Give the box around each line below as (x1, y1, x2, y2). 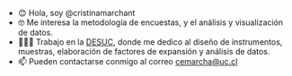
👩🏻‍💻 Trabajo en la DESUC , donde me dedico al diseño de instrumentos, (17, 37, 283, 47)
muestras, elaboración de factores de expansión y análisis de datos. (17, 46, 270, 56)
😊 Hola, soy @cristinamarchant (17, 8, 136, 18)
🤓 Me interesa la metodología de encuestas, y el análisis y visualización (17, 17, 284, 28)
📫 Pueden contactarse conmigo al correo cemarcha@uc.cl (17, 56, 238, 66)
